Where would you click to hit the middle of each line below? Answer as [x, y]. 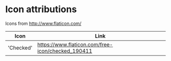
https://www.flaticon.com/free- [75, 44]
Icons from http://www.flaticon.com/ [43, 23]
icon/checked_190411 [65, 51]
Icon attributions [41, 9]
